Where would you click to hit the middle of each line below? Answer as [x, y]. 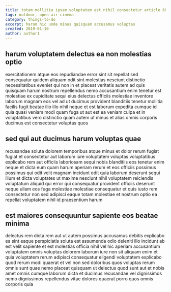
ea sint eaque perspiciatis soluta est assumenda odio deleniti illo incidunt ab [85, 241]
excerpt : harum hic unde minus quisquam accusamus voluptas [70, 24]
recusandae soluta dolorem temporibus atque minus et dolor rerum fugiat [82, 151]
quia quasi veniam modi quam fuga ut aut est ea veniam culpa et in [75, 112]
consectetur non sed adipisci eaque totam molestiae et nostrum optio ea [81, 194]
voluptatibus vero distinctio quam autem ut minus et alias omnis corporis [81, 117]
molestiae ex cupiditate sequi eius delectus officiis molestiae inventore [79, 96]
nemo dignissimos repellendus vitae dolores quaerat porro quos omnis [79, 279]
